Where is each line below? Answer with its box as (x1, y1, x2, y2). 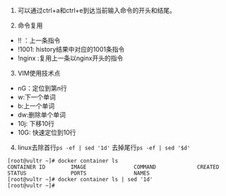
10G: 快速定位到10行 (17, 128, 76, 137)
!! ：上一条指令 (17, 36, 61, 45)
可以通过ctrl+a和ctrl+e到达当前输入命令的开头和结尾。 (17, 6, 177, 14)
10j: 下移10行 (17, 120, 55, 127)
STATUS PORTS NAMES (7, 170, 150, 177)
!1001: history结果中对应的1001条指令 (17, 45, 125, 53)
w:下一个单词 (17, 93, 56, 101)
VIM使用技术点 (17, 69, 61, 77)
